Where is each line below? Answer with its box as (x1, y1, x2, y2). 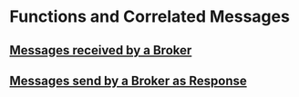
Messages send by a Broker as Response (9, 73, 248, 88)
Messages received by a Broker (9, 43, 192, 58)
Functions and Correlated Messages (9, 6, 290, 27)
